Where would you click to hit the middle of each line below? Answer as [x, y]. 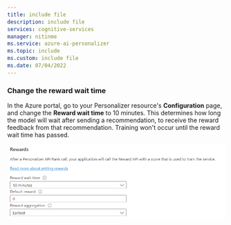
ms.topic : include [34, 51]
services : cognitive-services [51, 29]
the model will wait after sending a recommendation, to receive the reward [113, 120]
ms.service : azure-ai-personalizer [58, 44]
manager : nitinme [32, 37]
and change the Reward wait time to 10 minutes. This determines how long [114, 113]
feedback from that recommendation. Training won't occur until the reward [113, 128]
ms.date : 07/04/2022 [37, 66]
